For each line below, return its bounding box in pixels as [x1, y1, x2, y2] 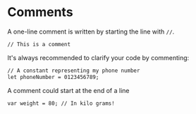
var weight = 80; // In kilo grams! [7, 99, 115, 107]
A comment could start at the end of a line [7, 86, 130, 94]
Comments [7, 4, 73, 20]
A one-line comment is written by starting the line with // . [7, 27, 175, 36]
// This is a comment [7, 41, 71, 48]
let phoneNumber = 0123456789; [7, 73, 99, 80]
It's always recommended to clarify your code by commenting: [7, 53, 190, 62]
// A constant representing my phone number [7, 67, 140, 74]
